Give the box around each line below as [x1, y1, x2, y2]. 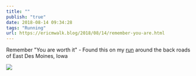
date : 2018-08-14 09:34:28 [6, 19, 73, 25]
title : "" [6, 8, 31, 15]
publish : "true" [6, 14, 46, 20]
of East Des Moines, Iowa [6, 53, 68, 60]
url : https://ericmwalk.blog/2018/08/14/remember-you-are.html [6, 30, 165, 36]
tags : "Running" [6, 25, 46, 31]
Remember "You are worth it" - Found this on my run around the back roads [6, 46, 191, 53]
